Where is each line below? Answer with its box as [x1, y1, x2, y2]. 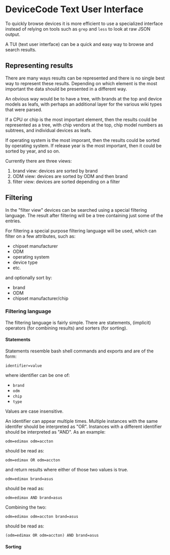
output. [5, 31, 20, 37]
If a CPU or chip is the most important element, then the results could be [5, 116, 157, 122]
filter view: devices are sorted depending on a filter [12, 179, 120, 185]
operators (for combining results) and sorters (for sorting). [5, 325, 128, 331]
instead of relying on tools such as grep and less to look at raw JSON [5, 26, 151, 32]
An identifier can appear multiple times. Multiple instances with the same [5, 418, 158, 424]
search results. [5, 46, 37, 53]
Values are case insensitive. [5, 408, 64, 414]
